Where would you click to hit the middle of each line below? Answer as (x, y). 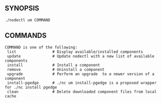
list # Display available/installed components (75, 52)
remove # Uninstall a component (56, 70)
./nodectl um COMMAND (28, 20)
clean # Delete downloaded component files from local (82, 92)
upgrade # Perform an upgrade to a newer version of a (81, 74)
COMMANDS (26, 36)
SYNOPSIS (22, 8)
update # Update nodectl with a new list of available (81, 56)
